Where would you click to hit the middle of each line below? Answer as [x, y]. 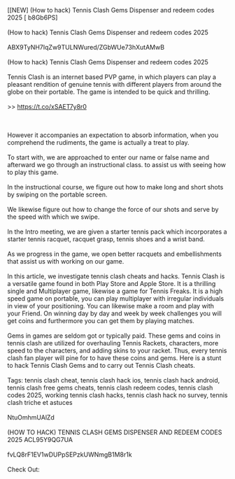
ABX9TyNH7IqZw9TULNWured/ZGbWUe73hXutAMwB [86, 47]
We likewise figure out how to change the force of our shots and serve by [113, 209]
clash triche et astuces [40, 402]
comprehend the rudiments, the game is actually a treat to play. [99, 142]
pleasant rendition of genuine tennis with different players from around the [114, 84]
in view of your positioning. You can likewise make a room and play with [111, 306]
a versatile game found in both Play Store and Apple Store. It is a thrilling [112, 284]
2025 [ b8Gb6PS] [33, 17]
